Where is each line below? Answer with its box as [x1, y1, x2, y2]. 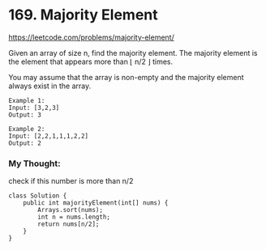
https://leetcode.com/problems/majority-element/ [8, 32, 174, 42]
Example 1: [8, 96, 45, 104]
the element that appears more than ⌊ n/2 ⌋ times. [8, 57, 174, 66]
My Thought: [8, 158, 61, 169]
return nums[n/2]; [37, 220, 100, 228]
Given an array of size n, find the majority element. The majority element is [8, 48, 258, 57]
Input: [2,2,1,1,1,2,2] [8, 132, 89, 140]
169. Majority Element [8, 6, 158, 24]
